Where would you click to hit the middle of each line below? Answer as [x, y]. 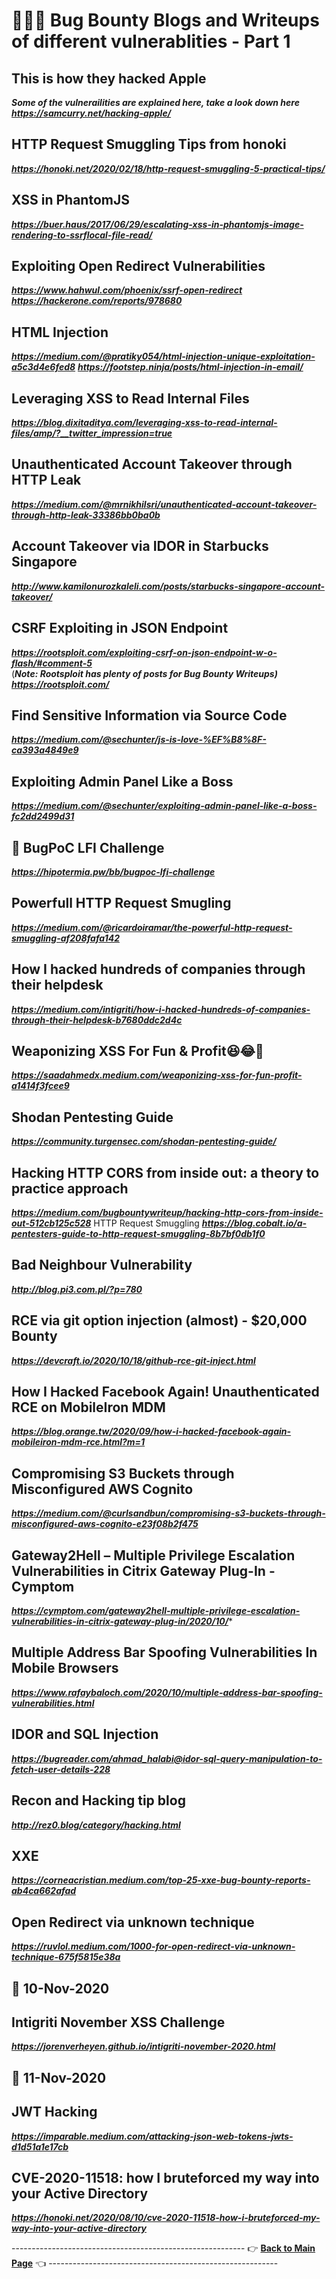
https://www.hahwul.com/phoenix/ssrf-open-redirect [127, 290]
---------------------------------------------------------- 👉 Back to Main [163, 2248]
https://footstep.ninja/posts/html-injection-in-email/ [190, 367]
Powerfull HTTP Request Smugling [121, 903]
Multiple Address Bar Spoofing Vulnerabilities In [164, 1652]
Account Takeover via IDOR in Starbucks [140, 546]
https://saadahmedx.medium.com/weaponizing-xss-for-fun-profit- [157, 1075]
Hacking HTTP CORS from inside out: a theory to [165, 1172]
